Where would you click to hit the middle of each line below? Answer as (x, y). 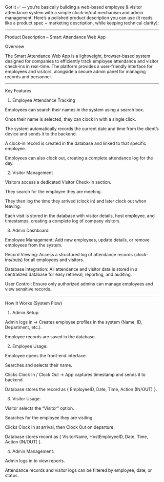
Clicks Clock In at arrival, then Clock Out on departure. (60, 427)
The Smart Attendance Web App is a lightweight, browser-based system (78, 56)
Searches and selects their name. (39, 365)
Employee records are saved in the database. (51, 337)
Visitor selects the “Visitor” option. (40, 408)
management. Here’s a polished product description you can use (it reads (79, 18)
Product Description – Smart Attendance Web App (55, 37)
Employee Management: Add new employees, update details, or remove (77, 240)
